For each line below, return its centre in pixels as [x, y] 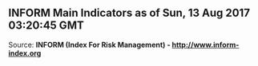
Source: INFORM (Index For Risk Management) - [89, 45]
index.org [25, 53]
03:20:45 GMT [46, 26]
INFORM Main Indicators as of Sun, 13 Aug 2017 [129, 13]
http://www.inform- [206, 45]
